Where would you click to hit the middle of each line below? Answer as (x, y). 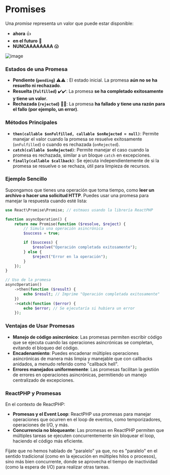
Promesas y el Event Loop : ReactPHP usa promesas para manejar (82, 414)
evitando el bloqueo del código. (46, 348)
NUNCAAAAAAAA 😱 (36, 46)
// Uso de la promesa (28, 280)
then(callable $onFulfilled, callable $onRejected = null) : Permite (86, 133)
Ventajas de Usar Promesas (40, 326)
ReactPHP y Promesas (33, 393)
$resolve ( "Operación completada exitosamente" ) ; (85, 247)
